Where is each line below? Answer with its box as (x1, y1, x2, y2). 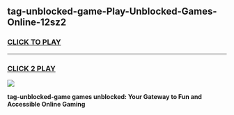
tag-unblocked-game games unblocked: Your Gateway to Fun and (7, 92, 202, 100)
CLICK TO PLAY (7, 38, 61, 47)
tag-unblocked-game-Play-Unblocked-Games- (7, 6, 217, 17)
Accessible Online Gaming (7, 100, 86, 108)
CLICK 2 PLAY (7, 63, 56, 73)
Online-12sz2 (7, 17, 67, 29)
